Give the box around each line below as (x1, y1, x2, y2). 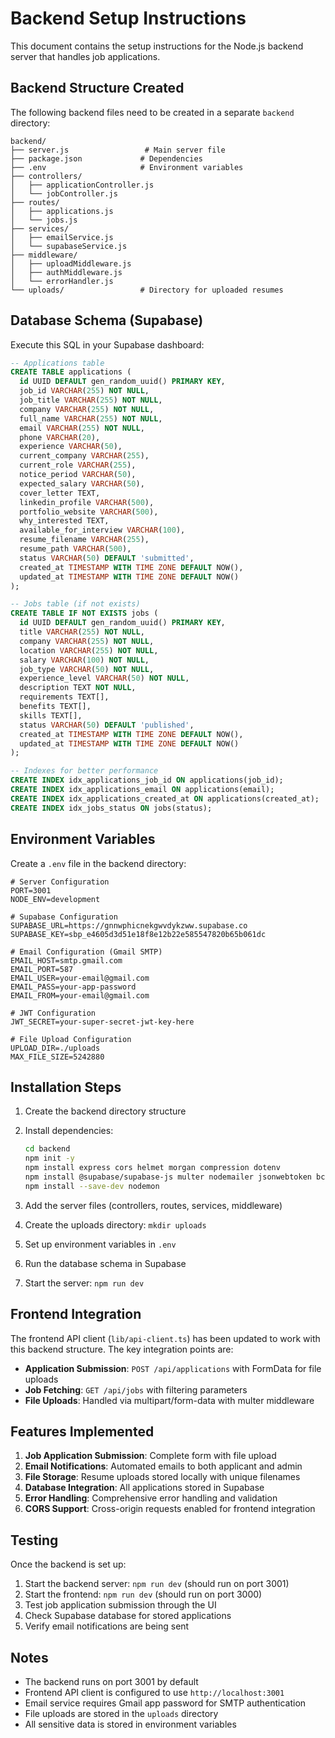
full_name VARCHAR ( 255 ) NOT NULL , (19, 413, 163, 424)
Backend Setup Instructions (10, 7, 247, 30)
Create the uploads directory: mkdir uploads (24, 1218, 207, 1231)
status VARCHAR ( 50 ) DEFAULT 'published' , (19, 720, 195, 730)
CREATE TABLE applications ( (10, 367, 132, 377)
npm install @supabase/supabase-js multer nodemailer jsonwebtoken (24, 1172, 312, 1182)
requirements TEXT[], (19, 692, 110, 702)
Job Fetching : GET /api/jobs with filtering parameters (24, 1383, 248, 1396)
